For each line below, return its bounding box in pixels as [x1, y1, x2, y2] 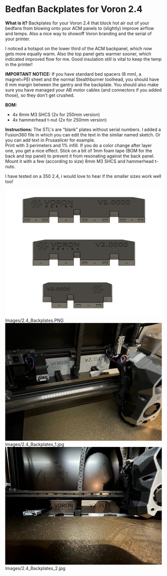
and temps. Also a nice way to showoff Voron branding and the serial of [5, 30, 152, 36]
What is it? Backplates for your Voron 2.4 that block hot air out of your [5, 20, 150, 26]
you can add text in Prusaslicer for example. [5, 137, 95, 143]
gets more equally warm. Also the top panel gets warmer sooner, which [5, 51, 152, 57]
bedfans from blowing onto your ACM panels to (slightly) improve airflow [5, 25, 154, 31]
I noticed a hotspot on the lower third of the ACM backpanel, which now [5, 45, 153, 51]
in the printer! [5, 61, 33, 67]
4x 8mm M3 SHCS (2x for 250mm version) [12, 111, 100, 118]
